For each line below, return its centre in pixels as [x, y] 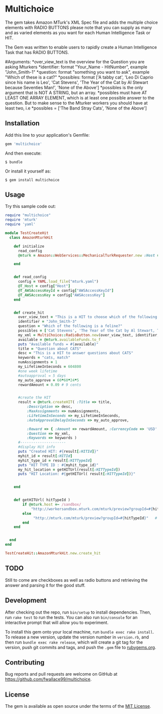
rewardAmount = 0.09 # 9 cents [49, 385]
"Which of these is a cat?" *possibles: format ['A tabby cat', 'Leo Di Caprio [79, 77]
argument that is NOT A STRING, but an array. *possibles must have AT [76, 93]
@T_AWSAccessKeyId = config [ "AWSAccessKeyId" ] [66, 290]
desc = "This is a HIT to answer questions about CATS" [75, 353]
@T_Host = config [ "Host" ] [44, 286]
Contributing [25, 662]
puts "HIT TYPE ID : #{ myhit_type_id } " [58, 465]
